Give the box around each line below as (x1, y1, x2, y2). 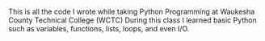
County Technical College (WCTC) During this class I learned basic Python (8, 15, 257, 25)
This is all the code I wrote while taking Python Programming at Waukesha (8, 7, 255, 16)
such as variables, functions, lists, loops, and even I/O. (8, 24, 190, 33)
